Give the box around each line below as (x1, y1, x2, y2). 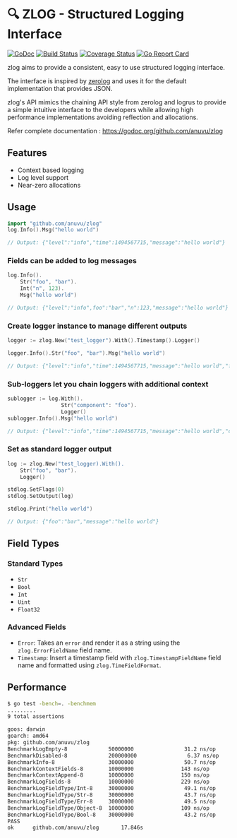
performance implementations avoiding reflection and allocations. (7, 113, 199, 121)
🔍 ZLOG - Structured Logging (7, 6, 185, 23)
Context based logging (17, 166, 85, 174)
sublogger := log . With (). (7, 395, 83, 403)
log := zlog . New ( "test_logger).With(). (7, 460, 125, 467)
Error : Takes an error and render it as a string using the (17, 638, 181, 647)
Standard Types (7, 559, 63, 569)
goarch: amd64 (7, 732, 49, 740)
